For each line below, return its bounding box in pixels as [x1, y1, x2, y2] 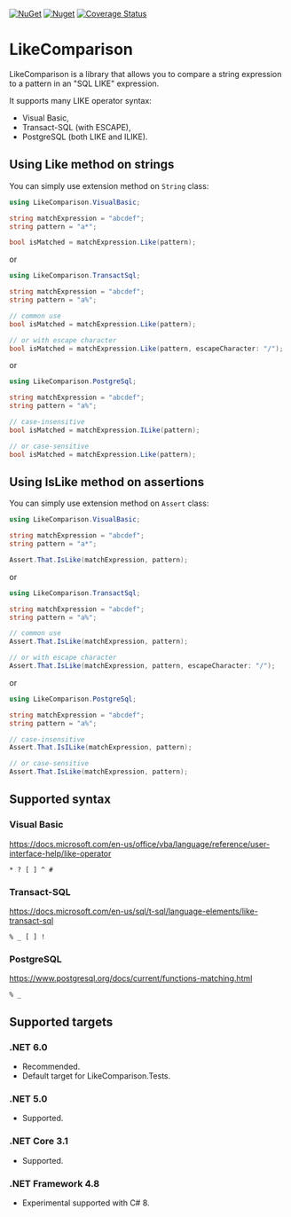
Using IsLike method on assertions [9, 475, 205, 490]
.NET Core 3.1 [9, 1135, 68, 1148]
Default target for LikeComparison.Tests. [21, 1071, 171, 1081]
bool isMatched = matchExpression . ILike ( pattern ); [9, 426, 201, 435]
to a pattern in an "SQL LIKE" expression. [9, 78, 160, 89]
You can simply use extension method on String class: [9, 180, 209, 191]
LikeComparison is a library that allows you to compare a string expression [9, 68, 282, 79]
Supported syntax [9, 792, 111, 807]
